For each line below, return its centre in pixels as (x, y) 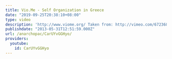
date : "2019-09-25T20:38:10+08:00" (43, 15)
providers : (17, 39)
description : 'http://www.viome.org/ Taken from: (59, 24)
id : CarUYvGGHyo (32, 48)
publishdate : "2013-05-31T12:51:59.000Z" (50, 29)
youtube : (19, 44)
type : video (18, 19)
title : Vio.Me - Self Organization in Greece (55, 10)
